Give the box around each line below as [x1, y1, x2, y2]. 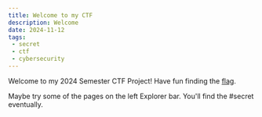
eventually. [8, 99, 43, 109]
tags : [8, 33, 26, 41]
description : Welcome [8, 19, 79, 27]
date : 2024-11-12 [8, 26, 65, 34]
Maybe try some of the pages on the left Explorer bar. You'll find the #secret [8, 91, 254, 101]
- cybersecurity [11, 55, 65, 63]
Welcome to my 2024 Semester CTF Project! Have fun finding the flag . [8, 76, 237, 86]
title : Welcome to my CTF [8, 11, 93, 19]
